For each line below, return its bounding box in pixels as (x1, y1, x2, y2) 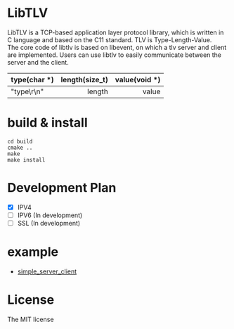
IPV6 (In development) (17, 211, 83, 219)
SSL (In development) (17, 219, 81, 227)
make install (7, 156, 46, 163)
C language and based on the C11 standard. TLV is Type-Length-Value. (7, 35, 212, 44)
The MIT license (7, 315, 54, 323)
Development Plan (7, 180, 117, 196)
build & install (7, 115, 88, 131)
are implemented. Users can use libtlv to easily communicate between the (7, 51, 222, 59)
